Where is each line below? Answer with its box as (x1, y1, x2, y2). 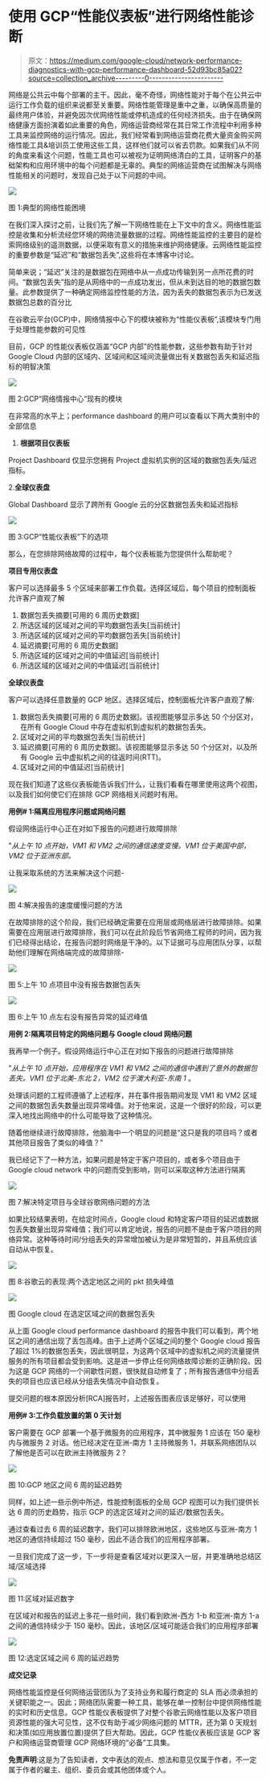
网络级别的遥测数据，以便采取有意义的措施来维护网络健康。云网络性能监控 (14, 239, 262, 250)
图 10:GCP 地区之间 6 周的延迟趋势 (8, 1479, 123, 1490)
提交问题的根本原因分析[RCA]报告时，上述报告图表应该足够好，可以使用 (8, 1393, 247, 1403)
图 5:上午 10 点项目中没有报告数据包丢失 (8, 979, 141, 989)
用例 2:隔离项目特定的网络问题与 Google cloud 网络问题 (8, 1028, 193, 1039)
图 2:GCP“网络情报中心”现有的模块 (8, 394, 123, 403)
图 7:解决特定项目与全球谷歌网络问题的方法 (8, 1197, 150, 1206)
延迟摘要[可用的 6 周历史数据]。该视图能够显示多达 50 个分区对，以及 (19, 742, 251, 751)
